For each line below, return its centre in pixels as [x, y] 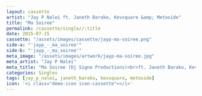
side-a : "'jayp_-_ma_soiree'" [44, 45]
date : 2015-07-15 [28, 34]
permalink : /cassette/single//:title [54, 28]
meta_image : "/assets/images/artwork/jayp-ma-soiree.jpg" [80, 56]
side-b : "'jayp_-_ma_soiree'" [44, 51]
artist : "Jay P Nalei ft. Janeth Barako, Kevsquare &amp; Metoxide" [94, 17]
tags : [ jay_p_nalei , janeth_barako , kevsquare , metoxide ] [80, 78]
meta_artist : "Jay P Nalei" [41, 61]
